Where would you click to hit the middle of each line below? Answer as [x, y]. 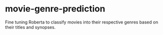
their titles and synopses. [31, 27]
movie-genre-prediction [55, 9]
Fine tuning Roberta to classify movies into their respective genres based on [82, 22]
